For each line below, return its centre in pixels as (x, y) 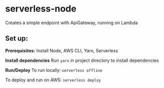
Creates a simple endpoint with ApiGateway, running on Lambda (71, 23)
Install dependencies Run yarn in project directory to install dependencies (82, 60)
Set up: (17, 38)
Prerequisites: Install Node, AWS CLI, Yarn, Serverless (62, 50)
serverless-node (41, 9)
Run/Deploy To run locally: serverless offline (54, 70)
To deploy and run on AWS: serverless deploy (53, 80)
